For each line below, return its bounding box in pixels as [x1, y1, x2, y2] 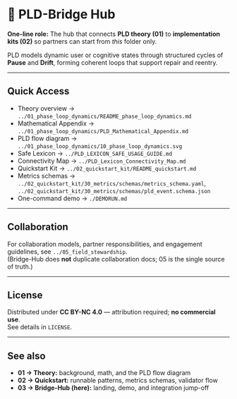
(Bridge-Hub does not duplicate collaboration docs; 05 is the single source [7, 254, 225, 263]
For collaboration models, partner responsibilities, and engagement [7, 240, 202, 248]
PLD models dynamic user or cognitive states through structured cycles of [7, 51, 224, 59]
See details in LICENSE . [7, 323, 73, 331]
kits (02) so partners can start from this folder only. [7, 37, 157, 45]
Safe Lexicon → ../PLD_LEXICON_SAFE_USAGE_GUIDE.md [17, 149, 173, 157]
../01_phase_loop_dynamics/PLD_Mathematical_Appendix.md [17, 128, 189, 135]
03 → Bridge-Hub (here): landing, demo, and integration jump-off [17, 383, 209, 392]
